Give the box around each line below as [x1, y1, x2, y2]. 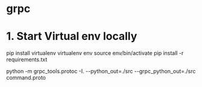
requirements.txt [6, 56, 48, 63]
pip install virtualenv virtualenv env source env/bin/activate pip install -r [6, 50, 184, 57]
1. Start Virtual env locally [6, 30, 137, 43]
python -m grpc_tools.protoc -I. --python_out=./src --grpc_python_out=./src [6, 68, 196, 75]
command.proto [6, 74, 46, 82]
